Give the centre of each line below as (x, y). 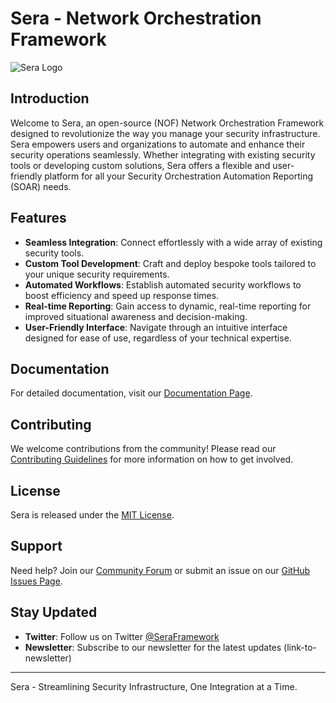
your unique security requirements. (97, 274)
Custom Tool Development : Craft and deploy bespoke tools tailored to (170, 263)
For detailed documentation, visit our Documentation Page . (131, 393)
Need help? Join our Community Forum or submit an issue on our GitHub (160, 570)
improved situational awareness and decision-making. (136, 316)
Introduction (50, 98)
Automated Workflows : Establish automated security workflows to (163, 284)
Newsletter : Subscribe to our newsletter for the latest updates (153, 647)
